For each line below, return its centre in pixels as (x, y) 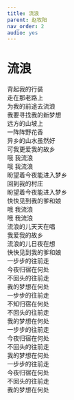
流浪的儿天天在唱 (31, 227)
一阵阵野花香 (25, 132)
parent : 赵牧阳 (27, 20)
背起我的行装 (25, 89)
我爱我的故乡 (25, 235)
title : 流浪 (23, 13)
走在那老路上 (25, 98)
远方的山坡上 (25, 124)
